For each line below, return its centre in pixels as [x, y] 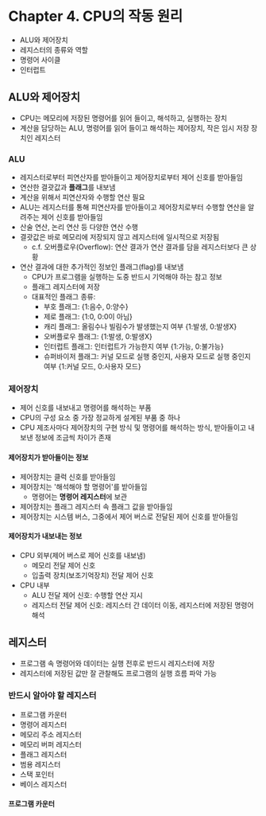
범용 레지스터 [40, 764]
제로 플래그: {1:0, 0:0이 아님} [88, 317]
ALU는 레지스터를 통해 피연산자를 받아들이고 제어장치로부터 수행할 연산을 [133, 207]
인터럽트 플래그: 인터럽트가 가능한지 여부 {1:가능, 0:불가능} [133, 346]
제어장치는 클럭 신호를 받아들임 [67, 476]
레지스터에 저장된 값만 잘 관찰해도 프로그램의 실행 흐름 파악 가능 [118, 673]
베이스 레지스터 [43, 784]
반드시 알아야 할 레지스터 [52, 696]
